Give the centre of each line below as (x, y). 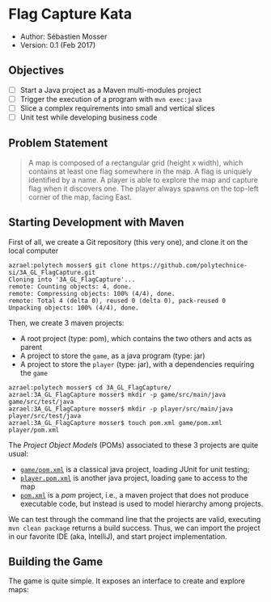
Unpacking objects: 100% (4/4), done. (74, 308)
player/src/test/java (45, 416)
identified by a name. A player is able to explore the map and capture (143, 179)
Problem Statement (58, 143)
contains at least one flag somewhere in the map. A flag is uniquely (140, 171)
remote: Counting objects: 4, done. (70, 286)
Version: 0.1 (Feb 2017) (58, 44)
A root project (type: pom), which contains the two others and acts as (136, 338)
